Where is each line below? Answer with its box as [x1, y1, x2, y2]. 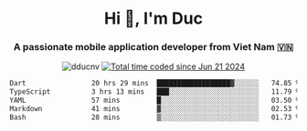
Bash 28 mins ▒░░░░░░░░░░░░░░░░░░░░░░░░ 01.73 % [9, 113, 301, 122]
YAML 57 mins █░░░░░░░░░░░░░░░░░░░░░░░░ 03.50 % [9, 96, 301, 106]
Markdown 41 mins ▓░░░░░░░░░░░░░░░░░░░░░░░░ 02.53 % [9, 105, 301, 114]
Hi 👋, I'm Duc [103, 8, 204, 29]
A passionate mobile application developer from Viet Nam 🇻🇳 [13, 41, 294, 54]
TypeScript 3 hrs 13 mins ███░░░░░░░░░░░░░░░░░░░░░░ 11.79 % [9, 87, 301, 96]
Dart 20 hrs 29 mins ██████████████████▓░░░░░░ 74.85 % [9, 79, 301, 88]
